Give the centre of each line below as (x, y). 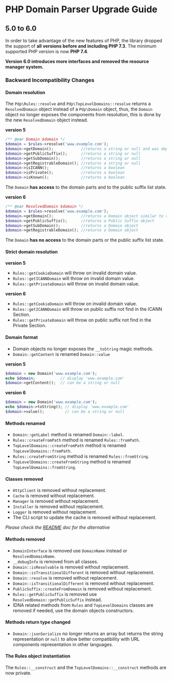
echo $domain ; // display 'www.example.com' (65, 378)
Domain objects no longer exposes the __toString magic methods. (83, 349)
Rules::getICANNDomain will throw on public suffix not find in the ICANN (87, 309)
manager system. (24, 67)
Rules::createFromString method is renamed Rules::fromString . (81, 456)
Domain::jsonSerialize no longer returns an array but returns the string (88, 633)
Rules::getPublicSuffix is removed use (55, 594)
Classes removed (24, 479)
